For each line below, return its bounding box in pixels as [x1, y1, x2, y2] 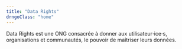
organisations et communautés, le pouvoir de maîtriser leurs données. [6, 36, 177, 43]
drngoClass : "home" [6, 14, 54, 20]
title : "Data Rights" [6, 8, 60, 15]
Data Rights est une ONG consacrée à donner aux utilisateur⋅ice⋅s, [6, 30, 167, 37]
